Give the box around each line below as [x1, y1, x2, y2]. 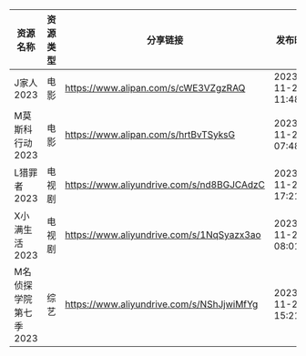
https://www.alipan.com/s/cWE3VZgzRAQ [65, 82, 246, 94]
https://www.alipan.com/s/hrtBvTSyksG [65, 128, 235, 140]
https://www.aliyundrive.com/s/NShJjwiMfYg [65, 298, 259, 310]
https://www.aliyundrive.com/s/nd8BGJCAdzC [65, 178, 266, 190]
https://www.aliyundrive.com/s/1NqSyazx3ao [65, 229, 261, 240]
